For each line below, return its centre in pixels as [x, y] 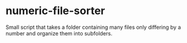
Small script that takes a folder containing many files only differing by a [93, 27]
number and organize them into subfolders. [59, 33]
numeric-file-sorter [55, 11]
